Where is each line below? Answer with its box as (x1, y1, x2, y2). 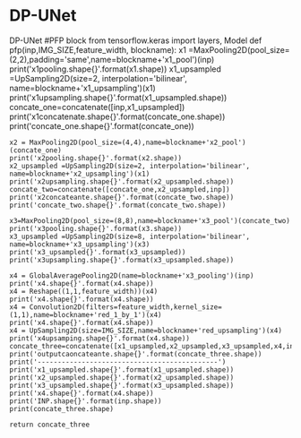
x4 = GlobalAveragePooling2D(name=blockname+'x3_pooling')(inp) (9, 271, 254, 280)
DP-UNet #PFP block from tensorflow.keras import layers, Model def (9, 35, 262, 46)
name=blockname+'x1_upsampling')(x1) (9, 82, 157, 93)
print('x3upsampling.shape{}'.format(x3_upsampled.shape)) (9, 255, 235, 264)
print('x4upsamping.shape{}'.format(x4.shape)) (9, 333, 191, 343)
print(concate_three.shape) (9, 404, 115, 413)
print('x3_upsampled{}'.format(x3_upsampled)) (9, 247, 186, 256)
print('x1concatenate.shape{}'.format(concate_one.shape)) (9, 111, 226, 122)
